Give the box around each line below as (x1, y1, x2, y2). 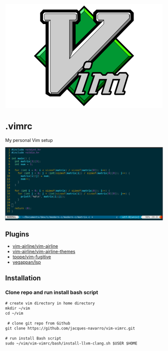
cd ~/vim (5, 311, 23, 316)
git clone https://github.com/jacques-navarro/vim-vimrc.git (5, 326, 135, 331)
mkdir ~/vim (5, 306, 30, 311)
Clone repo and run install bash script (5, 289, 98, 296)
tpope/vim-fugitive (12, 254, 51, 260)
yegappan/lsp (12, 259, 41, 265)
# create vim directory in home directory (5, 301, 95, 306)
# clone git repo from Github (7, 321, 70, 326)
